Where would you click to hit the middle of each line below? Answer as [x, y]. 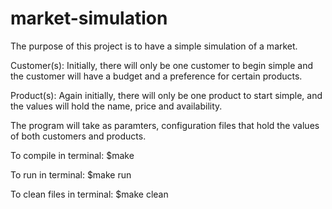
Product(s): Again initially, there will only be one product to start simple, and [166, 95]
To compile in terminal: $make [72, 155]
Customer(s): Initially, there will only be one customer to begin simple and [162, 65]
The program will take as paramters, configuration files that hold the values [165, 125]
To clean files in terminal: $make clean [89, 194]
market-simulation [89, 18]
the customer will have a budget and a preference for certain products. [156, 76]
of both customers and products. [78, 136]
